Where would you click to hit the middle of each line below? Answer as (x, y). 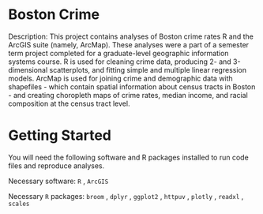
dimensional (28, 69)
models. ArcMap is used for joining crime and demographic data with (120, 78)
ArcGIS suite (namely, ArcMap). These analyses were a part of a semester (129, 44)
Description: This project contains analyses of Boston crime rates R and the (131, 36)
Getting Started (60, 135)
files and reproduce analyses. (56, 165)
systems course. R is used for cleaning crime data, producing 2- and (120, 62)
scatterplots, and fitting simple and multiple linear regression (148, 69)
